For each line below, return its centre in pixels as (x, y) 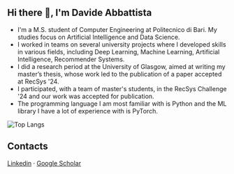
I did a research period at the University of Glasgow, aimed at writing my (121, 66)
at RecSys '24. (38, 81)
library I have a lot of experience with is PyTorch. (88, 111)
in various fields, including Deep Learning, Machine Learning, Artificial (118, 52)
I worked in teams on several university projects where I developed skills (122, 44)
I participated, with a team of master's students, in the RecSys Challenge (122, 88)
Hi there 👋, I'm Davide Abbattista (80, 13)
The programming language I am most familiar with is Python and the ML (122, 103)
